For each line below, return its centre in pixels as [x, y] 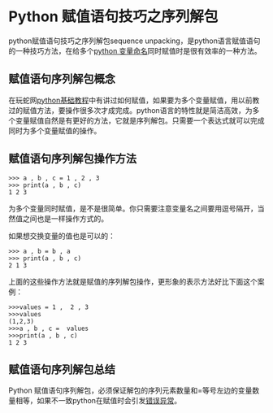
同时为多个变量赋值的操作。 [55, 130]
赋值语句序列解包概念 [62, 79]
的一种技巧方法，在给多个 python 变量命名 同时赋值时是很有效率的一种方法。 [135, 50]
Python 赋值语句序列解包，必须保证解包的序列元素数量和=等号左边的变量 [130, 390]
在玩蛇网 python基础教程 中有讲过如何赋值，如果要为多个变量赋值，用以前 [130, 100]
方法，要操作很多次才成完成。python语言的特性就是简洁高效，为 [144, 110]
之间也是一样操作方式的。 [65, 218]
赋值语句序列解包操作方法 [72, 159]
